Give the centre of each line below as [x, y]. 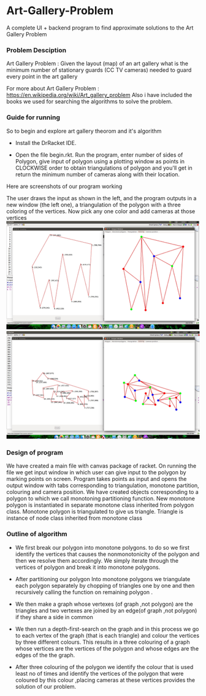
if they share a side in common [54, 617]
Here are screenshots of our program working [64, 186]
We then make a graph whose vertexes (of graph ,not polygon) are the [104, 604]
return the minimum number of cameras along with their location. [97, 174]
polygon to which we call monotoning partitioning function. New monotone [101, 499]
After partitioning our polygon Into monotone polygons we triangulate [103, 579]
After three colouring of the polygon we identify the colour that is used [104, 667]
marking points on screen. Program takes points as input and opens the [97, 479]
